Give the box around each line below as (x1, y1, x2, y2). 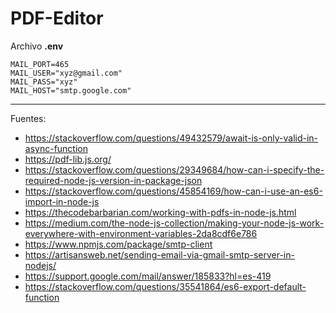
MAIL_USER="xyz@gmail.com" (10, 68, 123, 78)
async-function (24, 142, 88, 154)
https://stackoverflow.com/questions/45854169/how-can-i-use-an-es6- (24, 185, 323, 197)
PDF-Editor (10, 7, 104, 30)
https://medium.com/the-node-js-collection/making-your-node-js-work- (24, 217, 325, 229)
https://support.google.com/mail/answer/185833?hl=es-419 (24, 270, 272, 282)
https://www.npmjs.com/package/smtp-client (24, 238, 213, 250)
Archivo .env (10, 40, 64, 52)
